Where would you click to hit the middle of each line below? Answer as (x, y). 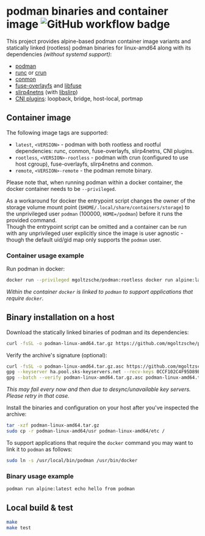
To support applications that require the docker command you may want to (100, 442)
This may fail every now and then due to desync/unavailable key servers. (99, 389)
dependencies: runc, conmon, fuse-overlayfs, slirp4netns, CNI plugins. (104, 151)
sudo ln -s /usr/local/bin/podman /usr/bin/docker (72, 460)
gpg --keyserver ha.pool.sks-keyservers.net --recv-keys (80, 372)
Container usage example (45, 255)
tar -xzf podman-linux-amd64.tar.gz (53, 426)
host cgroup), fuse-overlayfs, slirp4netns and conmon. (84, 164)
